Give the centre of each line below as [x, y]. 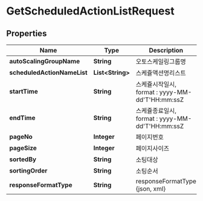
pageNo [21, 137]
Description [166, 50]
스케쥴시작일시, [156, 84]
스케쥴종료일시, [156, 111]
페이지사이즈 [153, 148]
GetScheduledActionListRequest [90, 11]
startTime [24, 91]
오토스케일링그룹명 [161, 62]
